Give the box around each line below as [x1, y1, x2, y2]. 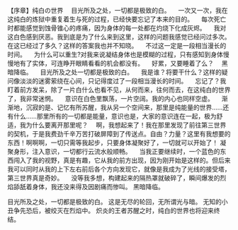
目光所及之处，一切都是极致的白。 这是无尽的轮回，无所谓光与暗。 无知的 [7, 198, 222, 206]
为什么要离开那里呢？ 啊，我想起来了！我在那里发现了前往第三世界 [25, 121, 227, 129]
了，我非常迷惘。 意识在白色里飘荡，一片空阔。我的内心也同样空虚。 [7, 95, 214, 102]
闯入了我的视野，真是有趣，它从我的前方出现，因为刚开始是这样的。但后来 [13, 156, 231, 164]
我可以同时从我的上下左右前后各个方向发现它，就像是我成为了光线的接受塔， [7, 165, 231, 173]
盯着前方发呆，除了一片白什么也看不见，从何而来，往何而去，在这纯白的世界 [7, 85, 231, 94]
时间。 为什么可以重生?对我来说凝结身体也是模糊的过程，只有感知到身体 [7, 50, 224, 59]
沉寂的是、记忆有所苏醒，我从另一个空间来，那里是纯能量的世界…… [25, 103, 223, 111]
